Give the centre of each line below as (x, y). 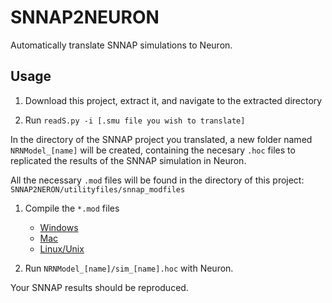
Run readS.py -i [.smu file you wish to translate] (135, 120)
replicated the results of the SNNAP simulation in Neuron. (128, 160)
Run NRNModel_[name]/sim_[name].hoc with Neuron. (129, 268)
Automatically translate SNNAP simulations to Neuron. (121, 45)
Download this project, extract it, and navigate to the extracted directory (173, 100)
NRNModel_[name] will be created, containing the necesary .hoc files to (153, 150)
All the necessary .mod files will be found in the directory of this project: (157, 180)
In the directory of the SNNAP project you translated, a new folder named (161, 139)
